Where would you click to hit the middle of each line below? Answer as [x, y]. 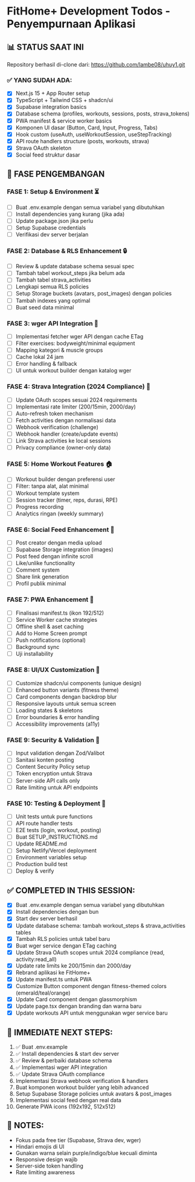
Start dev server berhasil [46, 919]
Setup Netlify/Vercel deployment [56, 851]
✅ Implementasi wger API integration [61, 1067]
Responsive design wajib [46, 1159]
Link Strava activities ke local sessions [63, 441]
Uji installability [34, 654]
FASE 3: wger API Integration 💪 [53, 323]
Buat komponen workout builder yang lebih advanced [82, 1087]
